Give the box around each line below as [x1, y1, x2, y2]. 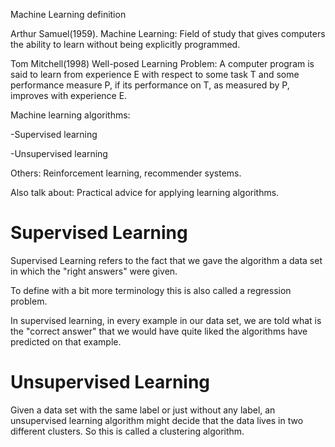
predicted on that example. [10, 335, 122, 348]
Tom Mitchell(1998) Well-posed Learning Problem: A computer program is [10, 58, 315, 69]
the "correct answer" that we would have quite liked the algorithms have [10, 325, 308, 337]
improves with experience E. [10, 90, 128, 101]
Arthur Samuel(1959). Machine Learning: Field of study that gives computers [10, 28, 326, 39]
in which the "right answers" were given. [10, 265, 178, 277]
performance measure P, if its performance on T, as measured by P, [10, 79, 290, 91]
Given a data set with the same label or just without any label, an [10, 404, 276, 416]
